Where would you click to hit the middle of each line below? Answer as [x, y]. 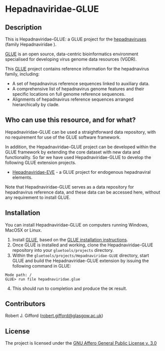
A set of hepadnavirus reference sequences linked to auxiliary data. [81, 83]
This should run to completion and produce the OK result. [69, 288]
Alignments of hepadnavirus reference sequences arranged [73, 99]
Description [23, 27]
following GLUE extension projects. [41, 162]
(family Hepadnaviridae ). [31, 44]
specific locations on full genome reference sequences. [69, 94]
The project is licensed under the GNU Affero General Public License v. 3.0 [81, 343]
